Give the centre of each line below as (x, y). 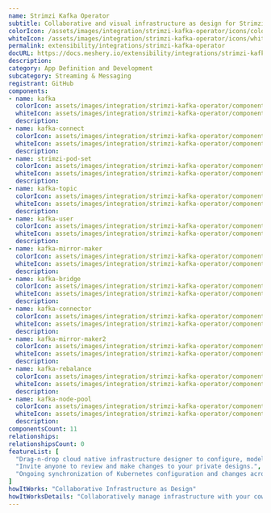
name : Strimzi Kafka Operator (59, 16)
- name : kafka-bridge (45, 279)
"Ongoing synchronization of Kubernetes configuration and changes (131, 474)
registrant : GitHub (41, 83)
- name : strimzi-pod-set (50, 158)
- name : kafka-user (41, 219)
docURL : (21, 53)
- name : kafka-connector (50, 309)
